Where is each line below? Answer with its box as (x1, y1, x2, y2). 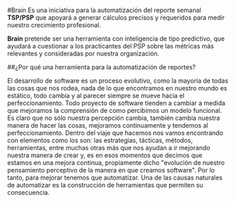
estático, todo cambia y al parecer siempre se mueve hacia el (7, 91, 184, 100)
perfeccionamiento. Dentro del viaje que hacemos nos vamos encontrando (7, 129, 224, 137)
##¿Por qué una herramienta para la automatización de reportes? (7, 63, 196, 71)
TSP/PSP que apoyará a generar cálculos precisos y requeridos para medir (7, 13, 225, 22)
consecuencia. (7, 189, 51, 196)
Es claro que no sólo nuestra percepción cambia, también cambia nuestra (7, 114, 220, 122)
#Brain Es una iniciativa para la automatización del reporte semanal (7, 6, 201, 14)
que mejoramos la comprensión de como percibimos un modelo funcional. (7, 107, 222, 114)
